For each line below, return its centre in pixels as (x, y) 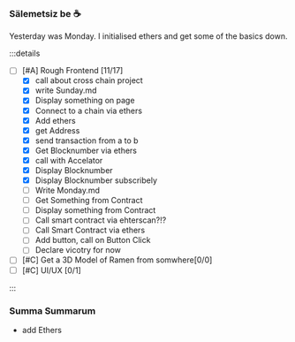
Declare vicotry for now (78, 250)
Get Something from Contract (89, 201)
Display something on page (85, 101)
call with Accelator (69, 160)
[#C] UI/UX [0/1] (51, 270)
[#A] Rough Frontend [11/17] (72, 71)
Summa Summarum (53, 310)
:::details (25, 53)
